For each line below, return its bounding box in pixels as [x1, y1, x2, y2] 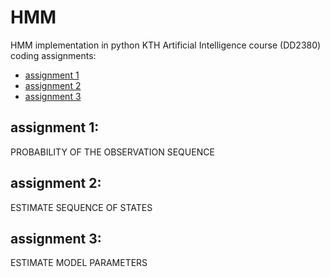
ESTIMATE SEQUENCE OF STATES [10, 201, 153, 213]
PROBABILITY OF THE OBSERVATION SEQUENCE [10, 146, 215, 158]
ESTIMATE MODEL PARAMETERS [10, 257, 148, 269]
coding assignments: [10, 49, 97, 61]
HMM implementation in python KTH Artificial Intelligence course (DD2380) [10, 39, 322, 51]
